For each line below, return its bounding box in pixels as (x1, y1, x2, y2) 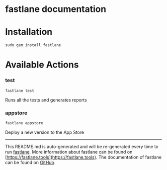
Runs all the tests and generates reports (5, 97, 87, 103)
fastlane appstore (5, 120, 43, 125)
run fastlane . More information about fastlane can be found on (5, 149, 133, 155)
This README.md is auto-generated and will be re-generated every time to (5, 143, 159, 150)
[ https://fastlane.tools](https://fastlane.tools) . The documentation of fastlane (5, 154, 162, 160)
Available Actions (5, 59, 79, 71)
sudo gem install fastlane (5, 43, 61, 48)
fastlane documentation (5, 3, 106, 15)
